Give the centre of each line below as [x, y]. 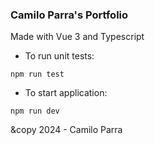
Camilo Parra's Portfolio [69, 15]
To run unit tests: [59, 56]
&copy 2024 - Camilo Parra [66, 130]
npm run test [37, 74]
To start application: [66, 93]
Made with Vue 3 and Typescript [77, 37]
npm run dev [35, 111]
